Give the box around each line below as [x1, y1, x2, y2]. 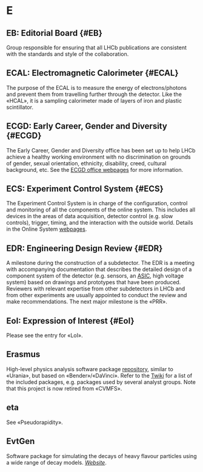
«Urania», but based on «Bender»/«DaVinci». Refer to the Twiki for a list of [6, 372, 193, 379]
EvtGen [6, 436, 35, 446]
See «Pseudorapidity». [6, 419, 64, 426]
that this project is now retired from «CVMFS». [6, 385, 122, 392]
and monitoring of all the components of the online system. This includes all [6, 206, 196, 213]
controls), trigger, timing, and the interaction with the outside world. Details [6, 219, 193, 227]
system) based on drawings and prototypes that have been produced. [6, 279, 181, 286]
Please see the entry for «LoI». [6, 332, 83, 339]
